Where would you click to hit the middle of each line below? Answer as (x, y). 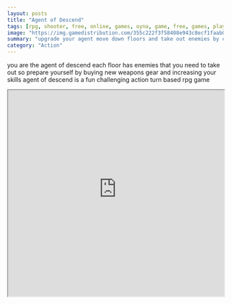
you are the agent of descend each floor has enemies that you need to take (114, 65)
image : (16, 33)
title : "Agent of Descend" (46, 20)
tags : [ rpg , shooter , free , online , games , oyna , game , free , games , (109, 26)
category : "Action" (35, 45)
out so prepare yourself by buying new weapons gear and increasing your (112, 72)
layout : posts (27, 13)
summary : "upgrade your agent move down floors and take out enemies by (113, 39)
